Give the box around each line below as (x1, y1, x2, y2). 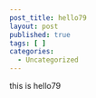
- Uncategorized (17, 55, 79, 64)
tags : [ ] (9, 38, 47, 48)
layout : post (9, 22, 59, 31)
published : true (9, 30, 71, 39)
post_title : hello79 (9, 13, 88, 23)
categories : (9, 47, 54, 56)
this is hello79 (9, 81, 62, 91)
